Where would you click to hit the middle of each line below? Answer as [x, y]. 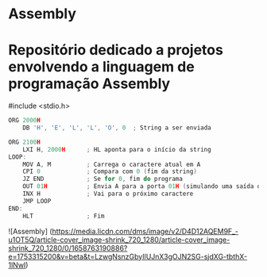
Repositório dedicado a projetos [116, 50]
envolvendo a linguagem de [101, 67]
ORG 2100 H [25, 142]
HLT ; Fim [64, 216]
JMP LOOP [37, 201]
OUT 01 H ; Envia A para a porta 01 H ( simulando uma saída [138, 187]
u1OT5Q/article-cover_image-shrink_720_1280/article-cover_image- [119, 240]
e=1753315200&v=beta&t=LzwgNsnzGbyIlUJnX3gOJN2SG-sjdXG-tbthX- [128, 256]
